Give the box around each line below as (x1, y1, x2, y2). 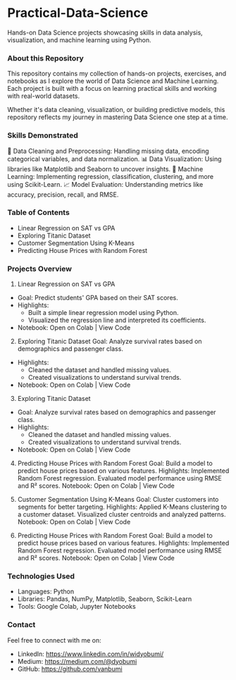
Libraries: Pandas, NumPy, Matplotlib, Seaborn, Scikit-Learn (17, 595, 192, 603)
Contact (7, 620, 36, 630)
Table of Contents (7, 208, 70, 218)
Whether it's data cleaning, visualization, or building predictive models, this (7, 106, 225, 114)
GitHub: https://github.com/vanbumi (17, 664, 123, 673)
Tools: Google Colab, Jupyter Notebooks (17, 602, 136, 611)
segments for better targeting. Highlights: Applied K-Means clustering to (17, 502, 228, 512)
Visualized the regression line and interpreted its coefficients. (27, 316, 206, 325)
